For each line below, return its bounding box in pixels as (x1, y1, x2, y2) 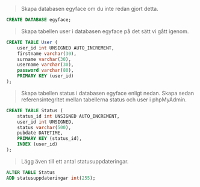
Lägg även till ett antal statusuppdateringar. (20, 157, 129, 165)
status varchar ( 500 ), (17, 124, 71, 130)
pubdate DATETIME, (17, 130, 63, 136)
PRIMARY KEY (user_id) (17, 73, 74, 79)
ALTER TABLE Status (6, 169, 55, 176)
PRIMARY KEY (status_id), (17, 136, 83, 142)
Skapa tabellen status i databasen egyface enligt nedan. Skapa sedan (20, 89, 195, 97)
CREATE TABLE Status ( (6, 107, 63, 113)
